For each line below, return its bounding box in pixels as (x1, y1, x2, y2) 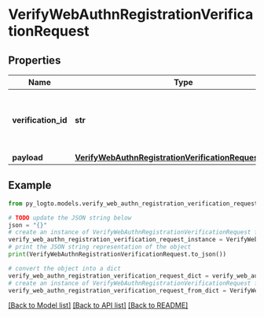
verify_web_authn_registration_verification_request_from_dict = (8, 286, 226, 294)
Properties (8, 53, 61, 67)
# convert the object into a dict (8, 264, 122, 272)
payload (12, 152, 43, 163)
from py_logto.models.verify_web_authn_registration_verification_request (8, 199, 258, 208)
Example (8, 179, 52, 192)
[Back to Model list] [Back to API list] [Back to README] (8, 300, 189, 310)
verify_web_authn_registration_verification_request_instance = (8, 236, 223, 244)
